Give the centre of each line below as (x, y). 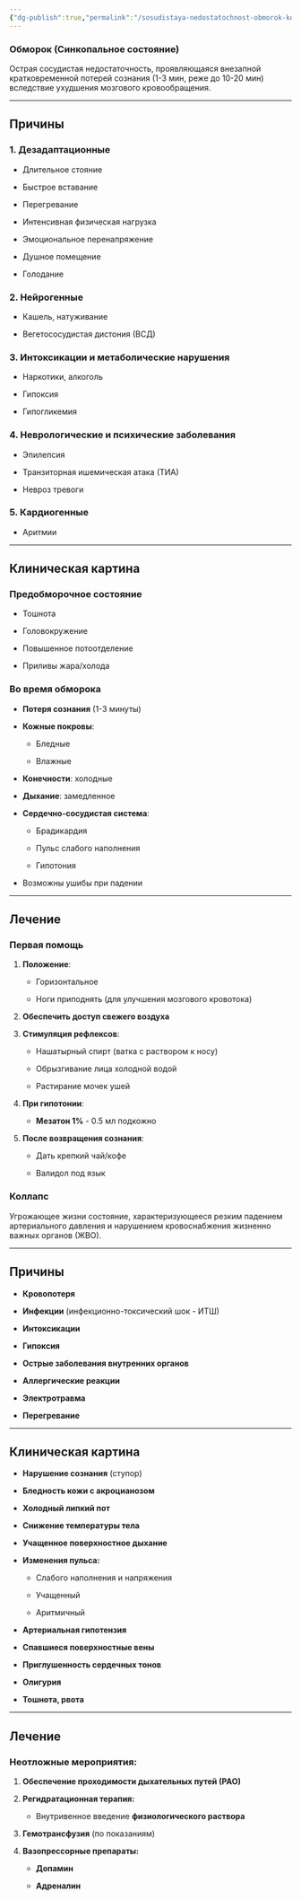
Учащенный (58, 1596)
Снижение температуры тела (81, 1526)
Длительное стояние (62, 169)
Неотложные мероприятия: (73, 1762)
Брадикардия (61, 831)
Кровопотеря (49, 1293)
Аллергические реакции (71, 1380)
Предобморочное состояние (76, 594)
